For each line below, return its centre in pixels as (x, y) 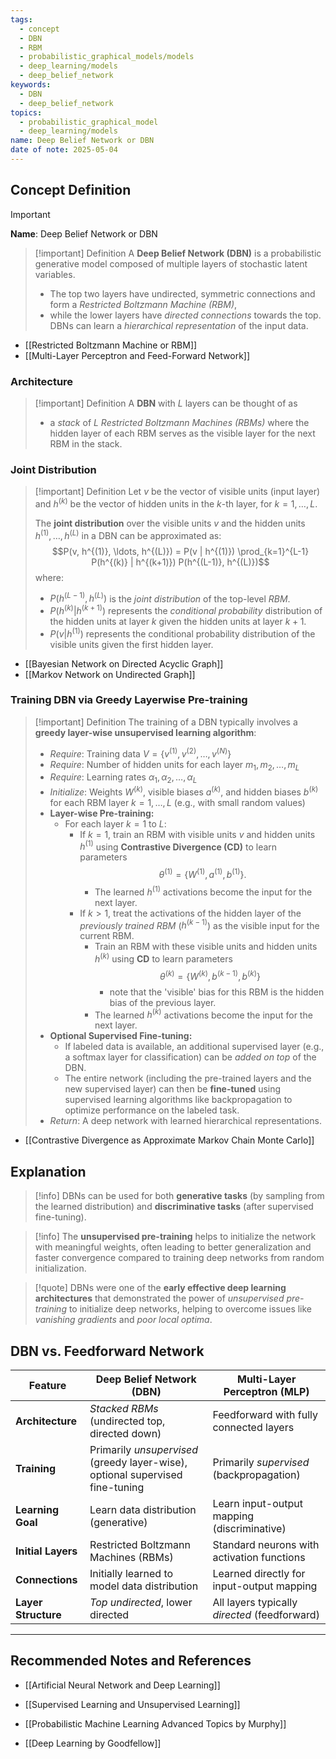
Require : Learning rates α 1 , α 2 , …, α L (123, 778)
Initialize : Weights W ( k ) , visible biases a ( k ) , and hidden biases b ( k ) (184, 791)
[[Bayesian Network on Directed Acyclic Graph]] (124, 663)
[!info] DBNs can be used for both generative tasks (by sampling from (179, 1196)
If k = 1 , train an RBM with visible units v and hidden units (197, 834)
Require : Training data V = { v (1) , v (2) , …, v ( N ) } (140, 753)
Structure (38, 1614)
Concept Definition (71, 190)
